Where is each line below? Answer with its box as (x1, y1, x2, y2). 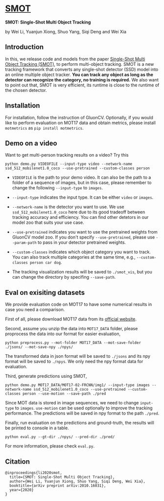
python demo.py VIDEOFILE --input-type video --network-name (5, 161, 133, 167)
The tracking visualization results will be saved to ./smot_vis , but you (12, 269, 153, 275)
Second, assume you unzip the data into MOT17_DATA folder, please (5, 326, 138, 332)
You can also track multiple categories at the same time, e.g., (12, 254, 136, 260)
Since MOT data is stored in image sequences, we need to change (5, 400, 139, 406)
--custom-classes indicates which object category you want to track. (12, 249, 151, 255)
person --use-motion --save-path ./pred (23, 391, 106, 396)
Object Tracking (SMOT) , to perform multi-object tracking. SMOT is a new (5, 61, 154, 67)
